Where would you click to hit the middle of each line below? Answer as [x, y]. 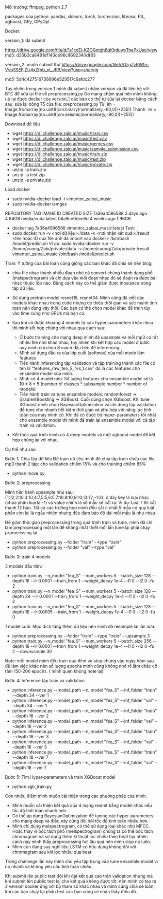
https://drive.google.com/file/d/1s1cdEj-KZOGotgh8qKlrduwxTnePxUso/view [81, 50]
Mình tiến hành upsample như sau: [40, 492]
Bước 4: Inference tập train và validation [45, 681]
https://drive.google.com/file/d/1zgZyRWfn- [105, 65]
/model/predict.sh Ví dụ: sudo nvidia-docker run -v [63, 243]
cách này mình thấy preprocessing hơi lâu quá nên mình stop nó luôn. [81, 842]
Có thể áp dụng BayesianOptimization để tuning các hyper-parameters [83, 816]
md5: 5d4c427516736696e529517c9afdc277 [50, 79]
